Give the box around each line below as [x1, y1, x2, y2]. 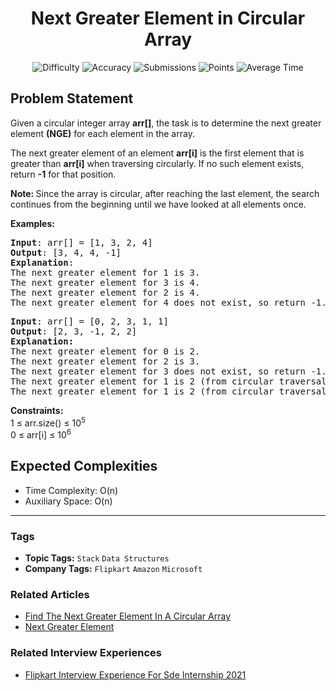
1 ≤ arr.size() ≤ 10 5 [10, 415, 86, 429]
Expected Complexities [10, 458, 158, 475]
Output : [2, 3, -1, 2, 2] [10, 325, 138, 337]
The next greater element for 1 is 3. [10, 267, 201, 278]
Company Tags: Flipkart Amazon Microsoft [24, 563, 203, 575]
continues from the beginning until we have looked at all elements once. [10, 198, 307, 210]
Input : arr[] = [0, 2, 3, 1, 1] [10, 315, 169, 327]
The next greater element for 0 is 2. [10, 345, 201, 357]
